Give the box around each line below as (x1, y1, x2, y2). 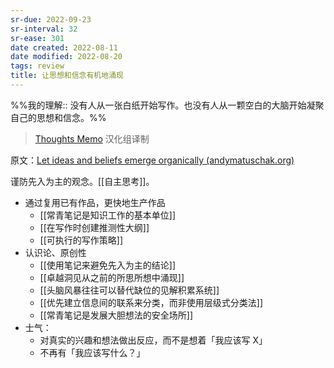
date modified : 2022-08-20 (10, 52, 123, 62)
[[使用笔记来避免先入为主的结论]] (39, 259, 177, 271)
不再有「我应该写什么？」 (39, 346, 146, 358)
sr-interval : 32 (10, 24, 78, 34)
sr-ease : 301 (10, 33, 65, 43)
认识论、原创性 (24, 246, 87, 258)
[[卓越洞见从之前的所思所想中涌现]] (39, 271, 185, 283)
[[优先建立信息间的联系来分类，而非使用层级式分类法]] (39, 296, 264, 308)
